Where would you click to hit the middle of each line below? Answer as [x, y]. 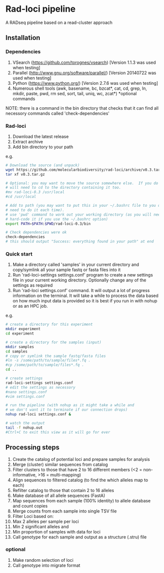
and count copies [30, 506]
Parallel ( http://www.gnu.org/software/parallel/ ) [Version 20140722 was [84, 73]
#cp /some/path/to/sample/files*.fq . [45, 365]
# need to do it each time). [35, 210]
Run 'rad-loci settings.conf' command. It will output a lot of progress [81, 291]
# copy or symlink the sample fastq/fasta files [56, 356]
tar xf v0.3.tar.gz [25, 174]
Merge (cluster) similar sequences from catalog [60, 464]
